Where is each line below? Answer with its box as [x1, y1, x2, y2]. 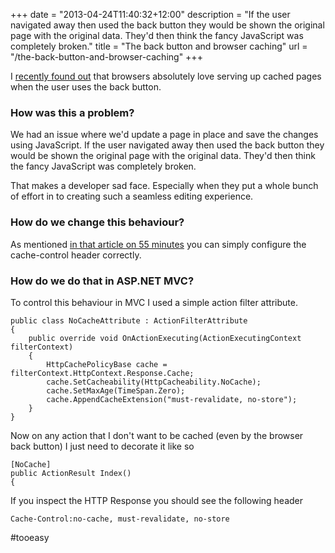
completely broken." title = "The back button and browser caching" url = [10, 40, 308, 52]
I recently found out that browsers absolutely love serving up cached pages [10, 70, 322, 82]
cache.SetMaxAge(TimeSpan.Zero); [46, 385, 186, 396]
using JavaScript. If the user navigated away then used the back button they [10, 139, 325, 151]
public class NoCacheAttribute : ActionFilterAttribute [10, 315, 248, 326]
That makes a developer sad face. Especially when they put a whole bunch [10, 180, 319, 192]
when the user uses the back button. [10, 81, 162, 93]
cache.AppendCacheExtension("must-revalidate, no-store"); [46, 394, 298, 404]
